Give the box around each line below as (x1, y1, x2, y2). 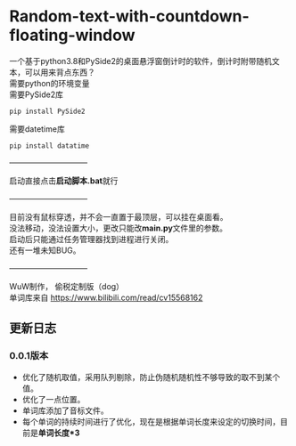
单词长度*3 (37, 427, 80, 438)
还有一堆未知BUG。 (9, 245, 82, 255)
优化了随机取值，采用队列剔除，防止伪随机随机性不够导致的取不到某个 (21, 371, 281, 382)
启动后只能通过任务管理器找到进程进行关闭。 (9, 233, 174, 244)
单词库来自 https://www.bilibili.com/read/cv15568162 (9, 292, 203, 303)
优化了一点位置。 (21, 393, 86, 404)
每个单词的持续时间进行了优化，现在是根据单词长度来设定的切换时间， (21, 416, 281, 426)
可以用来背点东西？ (24, 67, 95, 77)
